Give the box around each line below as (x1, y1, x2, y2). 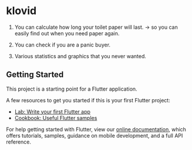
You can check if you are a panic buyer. (14, 41, 110, 48)
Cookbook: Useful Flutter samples (14, 114, 97, 121)
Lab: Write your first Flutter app (14, 108, 91, 115)
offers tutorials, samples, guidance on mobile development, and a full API (6, 132, 183, 139)
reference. (6, 138, 31, 145)
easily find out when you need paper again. (14, 29, 120, 36)
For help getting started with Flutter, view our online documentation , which (6, 125, 187, 133)
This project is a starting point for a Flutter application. (6, 85, 137, 92)
